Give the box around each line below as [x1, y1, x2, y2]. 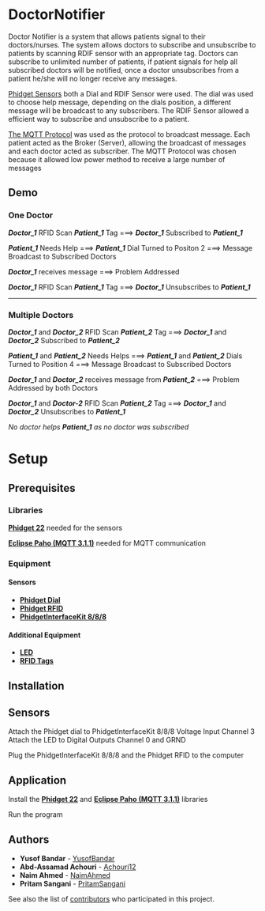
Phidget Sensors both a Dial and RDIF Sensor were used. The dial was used [8, 89, 254, 98]
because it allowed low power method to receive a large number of [8, 154, 226, 164]
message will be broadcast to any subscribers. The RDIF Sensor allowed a [8, 105, 250, 115]
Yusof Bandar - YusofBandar [19, 853, 115, 863]
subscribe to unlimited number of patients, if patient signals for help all [8, 57, 238, 66]
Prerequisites [8, 481, 76, 495]
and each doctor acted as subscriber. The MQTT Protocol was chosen [8, 146, 237, 156]
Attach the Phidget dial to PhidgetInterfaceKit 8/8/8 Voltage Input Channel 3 [8, 727, 255, 736]
